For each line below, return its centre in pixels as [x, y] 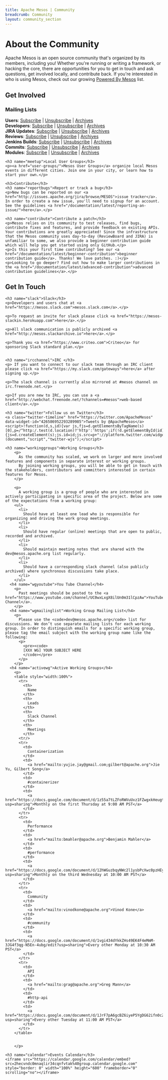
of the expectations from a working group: [51, 501]
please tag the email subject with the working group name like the [78, 633]
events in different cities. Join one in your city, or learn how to [79, 170]
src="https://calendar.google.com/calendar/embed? [77, 1059]
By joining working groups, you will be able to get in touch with [90, 465]
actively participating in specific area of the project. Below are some [84, 496]
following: [16, 637]
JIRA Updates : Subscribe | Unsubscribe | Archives [57, 131]
